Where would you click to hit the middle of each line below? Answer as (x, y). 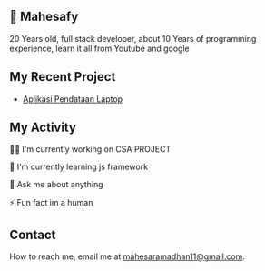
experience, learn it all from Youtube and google (99, 48)
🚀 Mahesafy (44, 17)
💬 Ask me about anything (56, 185)
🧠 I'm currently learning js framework (79, 167)
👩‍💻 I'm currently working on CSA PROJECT (90, 149)
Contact (33, 234)
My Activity (43, 128)
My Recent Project (63, 77)
